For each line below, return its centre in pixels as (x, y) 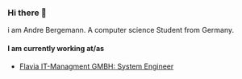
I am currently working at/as (56, 48)
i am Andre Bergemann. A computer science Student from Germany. (121, 30)
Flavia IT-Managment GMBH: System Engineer (96, 66)
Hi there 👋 (27, 13)
